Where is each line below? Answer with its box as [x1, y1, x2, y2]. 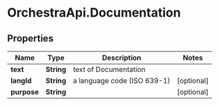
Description [102, 53, 142, 62]
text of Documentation [73, 64, 146, 74]
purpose [10, 87, 39, 96]
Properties [7, 33, 54, 44]
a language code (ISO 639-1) [73, 76, 171, 85]
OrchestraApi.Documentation [7, 5, 181, 21]
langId [10, 76, 32, 85]
